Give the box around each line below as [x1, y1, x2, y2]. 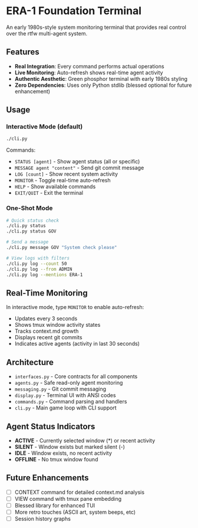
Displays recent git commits [14, 334, 82, 341]
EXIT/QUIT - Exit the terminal [14, 189, 84, 196]
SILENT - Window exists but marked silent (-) [14, 443, 126, 450]
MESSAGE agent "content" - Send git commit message [14, 164, 144, 172]
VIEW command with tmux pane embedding [14, 495, 122, 502]
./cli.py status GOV [6, 228, 57, 234]
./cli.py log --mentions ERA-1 [6, 271, 83, 278]
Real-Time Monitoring [6, 288, 88, 298]
